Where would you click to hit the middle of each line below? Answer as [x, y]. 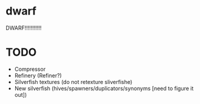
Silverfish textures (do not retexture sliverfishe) [73, 82]
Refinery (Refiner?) [38, 75]
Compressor [30, 69]
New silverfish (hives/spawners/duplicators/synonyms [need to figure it [104, 88]
